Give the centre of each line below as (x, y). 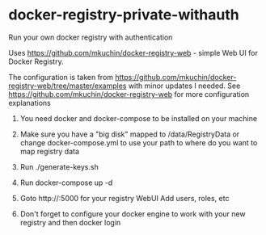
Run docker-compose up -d (66, 183)
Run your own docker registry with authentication (91, 37)
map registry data (49, 151)
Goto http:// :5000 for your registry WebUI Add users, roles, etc (125, 198)
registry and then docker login (70, 222)
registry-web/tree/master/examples (68, 86)
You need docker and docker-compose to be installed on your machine (138, 118)
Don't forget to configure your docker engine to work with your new (133, 214)
